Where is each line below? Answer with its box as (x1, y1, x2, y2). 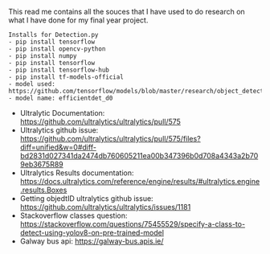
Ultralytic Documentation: (19, 109, 105, 117)
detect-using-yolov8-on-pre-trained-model (19, 228, 165, 237)
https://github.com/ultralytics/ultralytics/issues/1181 (19, 203, 191, 211)
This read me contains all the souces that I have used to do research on (8, 7, 245, 16)
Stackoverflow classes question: (19, 211, 128, 220)
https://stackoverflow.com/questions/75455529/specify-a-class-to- (19, 219, 246, 228)
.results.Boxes (19, 185, 67, 195)
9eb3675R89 (19, 160, 63, 169)
